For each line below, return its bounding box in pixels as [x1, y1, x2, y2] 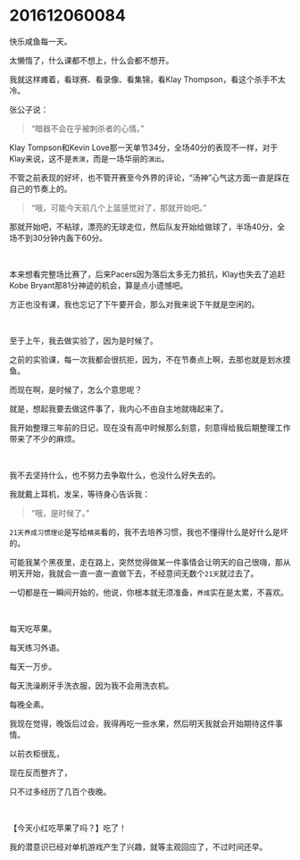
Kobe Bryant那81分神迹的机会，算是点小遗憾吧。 [9, 280, 188, 290]
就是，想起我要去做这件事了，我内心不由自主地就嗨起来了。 [9, 403, 229, 413]
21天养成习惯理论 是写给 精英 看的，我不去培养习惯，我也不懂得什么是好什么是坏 [9, 526, 288, 537]
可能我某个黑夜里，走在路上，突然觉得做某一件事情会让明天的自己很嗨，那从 [9, 556, 291, 567]
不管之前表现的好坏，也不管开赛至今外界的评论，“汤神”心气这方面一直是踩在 [9, 171, 290, 183]
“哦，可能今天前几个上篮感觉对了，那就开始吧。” [30, 202, 207, 213]
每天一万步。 [9, 661, 56, 672]
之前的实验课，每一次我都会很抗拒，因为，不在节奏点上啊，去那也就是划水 [9, 354, 283, 364]
